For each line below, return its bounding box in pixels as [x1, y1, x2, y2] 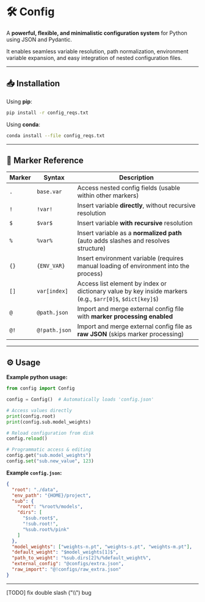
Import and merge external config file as [77, 322, 192, 331]
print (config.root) [6, 413, 56, 420]
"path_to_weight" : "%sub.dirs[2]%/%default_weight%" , [12, 555, 151, 561]
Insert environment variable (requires [77, 254, 184, 263]
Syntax [43, 173, 65, 182]
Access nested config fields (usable [77, 184, 181, 192]
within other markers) [77, 191, 139, 200]
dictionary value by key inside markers [77, 287, 188, 296]
